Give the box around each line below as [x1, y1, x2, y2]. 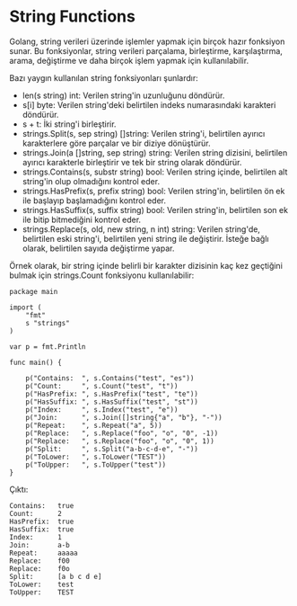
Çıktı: [9, 484, 29, 495]
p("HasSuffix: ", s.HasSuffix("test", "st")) [25, 397, 199, 406]
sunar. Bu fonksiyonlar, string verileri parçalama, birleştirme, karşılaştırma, [9, 45, 283, 56]
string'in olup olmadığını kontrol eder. [22, 175, 160, 186]
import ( [9, 303, 42, 312]
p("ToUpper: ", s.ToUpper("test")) [25, 460, 167, 469]
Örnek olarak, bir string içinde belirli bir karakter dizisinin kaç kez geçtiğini [9, 260, 283, 271]
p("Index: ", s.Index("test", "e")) [25, 405, 179, 414]
